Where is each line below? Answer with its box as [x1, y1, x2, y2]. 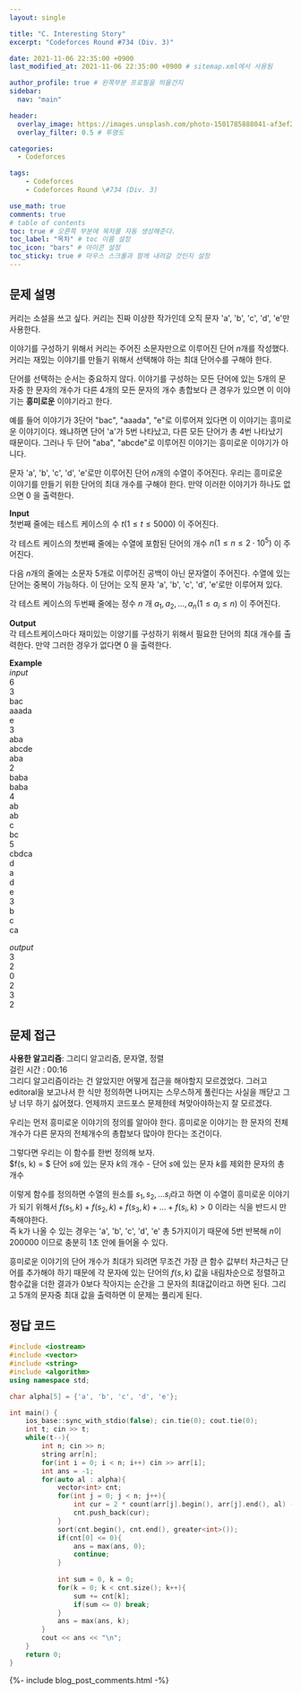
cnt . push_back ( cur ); [73, 1508, 150, 1517]
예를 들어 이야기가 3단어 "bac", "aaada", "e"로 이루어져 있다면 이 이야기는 [9, 415, 269, 425]
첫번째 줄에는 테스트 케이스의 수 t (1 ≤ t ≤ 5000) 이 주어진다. [9, 518, 219, 529]
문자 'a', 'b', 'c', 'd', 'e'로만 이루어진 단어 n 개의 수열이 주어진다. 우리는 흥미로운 [9, 467, 283, 478]
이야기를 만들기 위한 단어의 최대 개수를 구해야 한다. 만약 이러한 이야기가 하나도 [9, 478, 282, 489]
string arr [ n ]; [41, 1450, 99, 1459]
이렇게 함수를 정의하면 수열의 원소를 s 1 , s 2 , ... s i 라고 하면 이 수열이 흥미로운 [9, 1188, 266, 1201]
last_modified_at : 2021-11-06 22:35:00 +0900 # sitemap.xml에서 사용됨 [9, 62, 273, 72]
